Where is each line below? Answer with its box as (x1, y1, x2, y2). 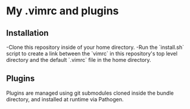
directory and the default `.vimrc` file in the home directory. (6, 57, 151, 63)
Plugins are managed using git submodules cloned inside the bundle (6, 89, 174, 96)
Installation (6, 28, 49, 38)
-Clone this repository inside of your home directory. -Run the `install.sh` (6, 43, 185, 51)
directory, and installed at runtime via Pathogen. (6, 95, 124, 102)
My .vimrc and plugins (6, 4, 119, 18)
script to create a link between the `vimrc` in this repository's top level (6, 50, 177, 57)
